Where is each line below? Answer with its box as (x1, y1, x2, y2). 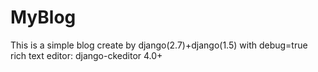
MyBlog (10, 6, 77, 29)
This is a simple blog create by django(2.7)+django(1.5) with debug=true (10, 39, 308, 51)
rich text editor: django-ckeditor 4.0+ (10, 49, 163, 61)
